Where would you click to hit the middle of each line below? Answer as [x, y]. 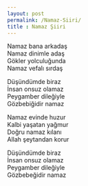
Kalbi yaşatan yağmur [38, 125]
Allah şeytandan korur [38, 139]
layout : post [26, 14]
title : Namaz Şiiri [37, 26]
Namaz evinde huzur [37, 117]
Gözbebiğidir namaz [36, 104]
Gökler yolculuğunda [37, 61]
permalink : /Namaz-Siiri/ [44, 20]
